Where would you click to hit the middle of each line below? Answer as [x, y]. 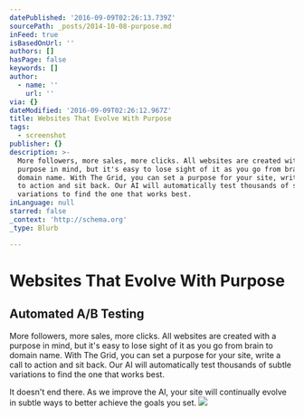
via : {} [24, 102]
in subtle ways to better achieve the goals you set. [103, 403]
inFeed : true [34, 34]
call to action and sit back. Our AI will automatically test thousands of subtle [151, 365]
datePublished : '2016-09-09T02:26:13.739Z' [93, 18]
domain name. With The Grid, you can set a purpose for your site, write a [145, 355]
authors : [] [32, 52]
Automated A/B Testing [77, 314]
